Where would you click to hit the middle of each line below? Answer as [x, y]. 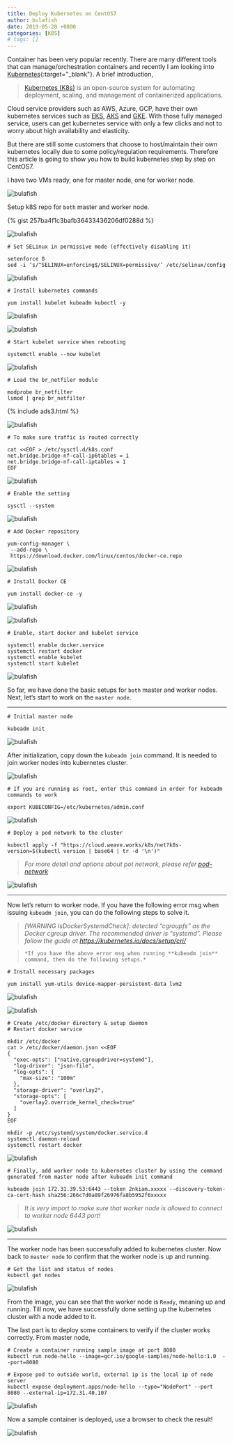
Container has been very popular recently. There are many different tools [112, 59]
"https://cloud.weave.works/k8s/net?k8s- [121, 845]
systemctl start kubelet [43, 664]
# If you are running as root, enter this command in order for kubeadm [115, 789]
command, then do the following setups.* [85, 960]
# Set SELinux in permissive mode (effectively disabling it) [99, 247]
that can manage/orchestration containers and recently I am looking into [111, 67]
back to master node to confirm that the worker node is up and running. [109, 1257]
